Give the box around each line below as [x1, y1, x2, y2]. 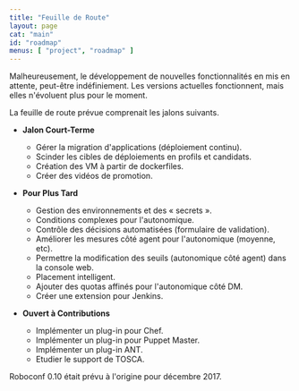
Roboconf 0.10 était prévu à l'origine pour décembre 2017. [9, 371, 222, 382]
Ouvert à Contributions [21, 308, 110, 319]
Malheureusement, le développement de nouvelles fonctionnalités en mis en [9, 71, 291, 81]
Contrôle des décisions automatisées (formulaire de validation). [35, 225, 270, 235]
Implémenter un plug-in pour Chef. [35, 326, 164, 336]
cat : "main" [9, 30, 54, 38]
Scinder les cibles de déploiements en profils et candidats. [35, 151, 252, 162]
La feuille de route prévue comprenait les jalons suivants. [9, 107, 219, 118]
